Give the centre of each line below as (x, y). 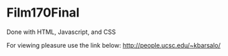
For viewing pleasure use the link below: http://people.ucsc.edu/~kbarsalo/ (114, 45)
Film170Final (43, 13)
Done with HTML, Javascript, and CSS (61, 32)
